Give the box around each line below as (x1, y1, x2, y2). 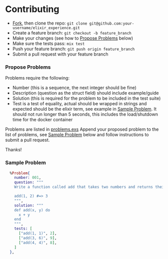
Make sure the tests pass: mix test (12, 40, 85, 46)
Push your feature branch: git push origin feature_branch (12, 46, 135, 52)
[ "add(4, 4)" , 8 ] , (18, 240, 57, 245)
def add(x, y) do (14, 207, 50, 212)
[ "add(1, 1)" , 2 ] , (18, 231, 57, 236)
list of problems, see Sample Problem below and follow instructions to (5, 132, 149, 138)
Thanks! (5, 147, 22, 153)
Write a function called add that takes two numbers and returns (14, 184, 153, 190)
